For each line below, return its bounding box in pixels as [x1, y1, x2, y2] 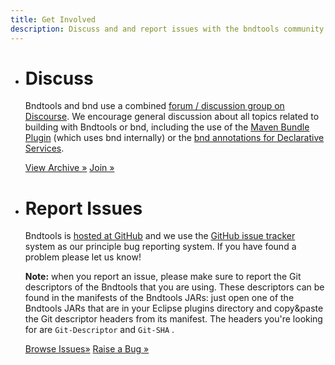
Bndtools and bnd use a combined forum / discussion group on [24, 100, 285, 112]
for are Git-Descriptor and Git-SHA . [24, 324, 175, 336]
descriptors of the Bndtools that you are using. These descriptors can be [24, 281, 325, 293]
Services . [24, 142, 65, 155]
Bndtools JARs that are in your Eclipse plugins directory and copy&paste [24, 302, 324, 315]
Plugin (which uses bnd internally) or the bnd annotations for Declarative [24, 132, 325, 144]
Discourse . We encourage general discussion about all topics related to [24, 111, 320, 123]
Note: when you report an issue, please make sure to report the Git [24, 271, 302, 283]
